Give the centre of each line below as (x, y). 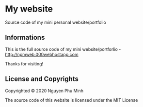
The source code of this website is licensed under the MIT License (71, 100)
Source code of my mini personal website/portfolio (56, 22)
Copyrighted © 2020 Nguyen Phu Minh (44, 91)
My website (29, 9)
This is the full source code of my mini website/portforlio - (63, 49)
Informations (25, 38)
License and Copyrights (42, 79)
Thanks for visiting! (24, 63)
